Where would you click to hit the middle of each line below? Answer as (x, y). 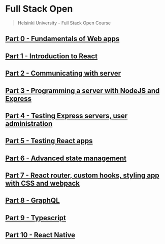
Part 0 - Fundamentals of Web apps (62, 39)
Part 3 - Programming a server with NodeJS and (82, 91)
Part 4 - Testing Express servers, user (67, 115)
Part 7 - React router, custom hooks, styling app (82, 176)
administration (29, 124)
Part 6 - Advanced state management (66, 158)
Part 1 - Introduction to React (52, 56)
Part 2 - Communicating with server (63, 73)
